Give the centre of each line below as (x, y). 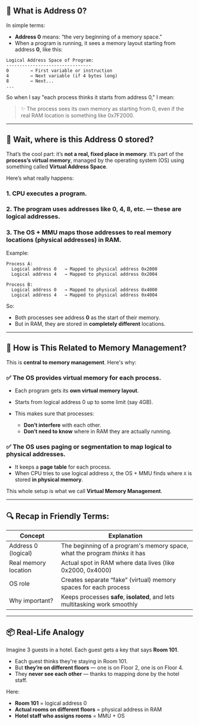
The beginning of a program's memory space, (125, 545)
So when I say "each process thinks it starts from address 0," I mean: (90, 97)
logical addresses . (33, 217)
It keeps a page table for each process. (63, 467)
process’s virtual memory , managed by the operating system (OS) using (95, 160)
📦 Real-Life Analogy (45, 632)
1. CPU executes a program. (46, 193)
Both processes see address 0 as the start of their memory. (87, 317)
